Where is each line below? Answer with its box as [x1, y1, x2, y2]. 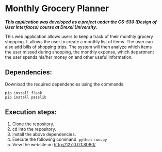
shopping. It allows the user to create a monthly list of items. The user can [5, 38, 153, 44]
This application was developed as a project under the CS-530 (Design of [5, 19, 157, 25]
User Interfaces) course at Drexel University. [5, 24, 97, 30]
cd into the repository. [12, 126, 57, 132]
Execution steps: [5, 108, 57, 117]
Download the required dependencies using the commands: [5, 81, 125, 87]
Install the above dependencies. [12, 131, 76, 137]
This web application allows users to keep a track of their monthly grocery [5, 34, 154, 39]
